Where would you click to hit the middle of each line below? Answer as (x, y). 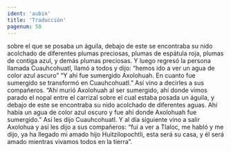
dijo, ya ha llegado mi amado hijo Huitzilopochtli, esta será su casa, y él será (116, 134)
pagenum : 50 (24, 26)
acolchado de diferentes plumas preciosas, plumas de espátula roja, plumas (115, 53)
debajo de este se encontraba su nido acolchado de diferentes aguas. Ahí (112, 105)
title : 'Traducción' (37, 20)
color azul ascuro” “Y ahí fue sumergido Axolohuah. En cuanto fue (101, 75)
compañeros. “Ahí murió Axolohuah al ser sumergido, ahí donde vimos (107, 90)
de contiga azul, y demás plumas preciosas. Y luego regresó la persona (109, 61)
